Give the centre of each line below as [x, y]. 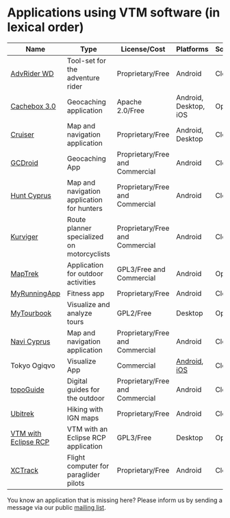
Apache [129, 102]
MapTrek [25, 273]
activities [82, 282]
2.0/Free [131, 110]
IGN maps [83, 418]
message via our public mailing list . [56, 507]
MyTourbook [31, 313]
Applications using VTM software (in [114, 13]
